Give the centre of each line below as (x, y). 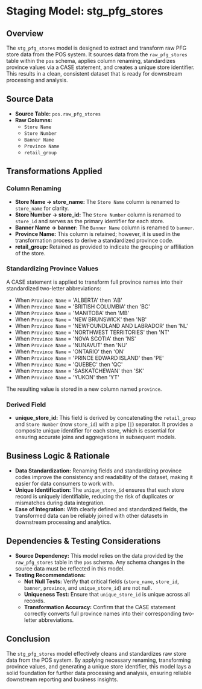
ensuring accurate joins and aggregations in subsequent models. (96, 437)
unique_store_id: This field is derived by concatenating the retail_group (106, 418)
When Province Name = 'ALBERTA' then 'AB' (68, 300)
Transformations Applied (54, 171)
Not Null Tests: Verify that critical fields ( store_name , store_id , (101, 581)
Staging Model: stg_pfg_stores (85, 11)
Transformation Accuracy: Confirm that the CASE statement (100, 607)
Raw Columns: (33, 120)
